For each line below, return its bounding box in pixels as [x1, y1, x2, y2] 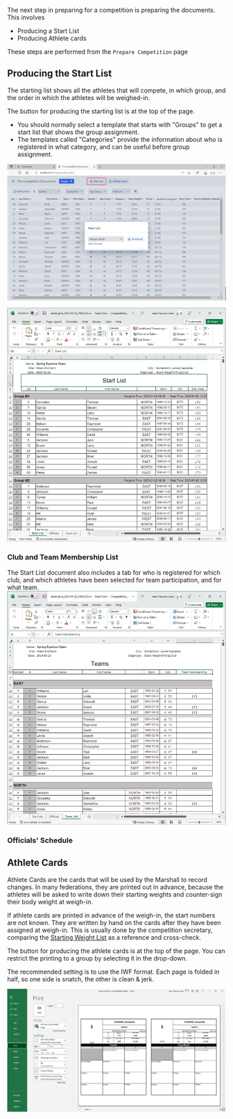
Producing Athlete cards [17, 34, 87, 42]
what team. [7, 583, 40, 591]
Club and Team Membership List [7, 553, 119, 562]
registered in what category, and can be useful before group [17, 142, 190, 151]
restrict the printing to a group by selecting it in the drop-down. [7, 954, 188, 962]
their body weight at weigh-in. [7, 897, 94, 906]
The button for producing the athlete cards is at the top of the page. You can [7, 947, 225, 955]
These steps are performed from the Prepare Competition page [7, 48, 189, 56]
